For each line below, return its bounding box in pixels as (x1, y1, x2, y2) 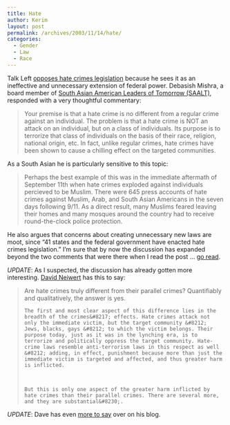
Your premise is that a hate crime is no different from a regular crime (23, 109, 219, 117)
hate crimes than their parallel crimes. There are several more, (23, 392, 220, 399)
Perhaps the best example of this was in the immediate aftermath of (23, 173, 218, 181)
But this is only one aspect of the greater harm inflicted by (23, 386, 211, 393)
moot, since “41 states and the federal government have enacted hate (7, 238, 205, 246)
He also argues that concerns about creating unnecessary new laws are (7, 230, 212, 238)
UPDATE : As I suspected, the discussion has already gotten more (7, 265, 193, 274)
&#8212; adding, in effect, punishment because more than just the (23, 350, 222, 357)
